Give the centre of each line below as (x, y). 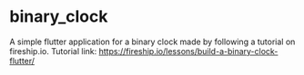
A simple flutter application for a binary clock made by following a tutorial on (152, 42)
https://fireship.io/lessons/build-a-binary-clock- (188, 51)
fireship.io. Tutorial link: (53, 51)
